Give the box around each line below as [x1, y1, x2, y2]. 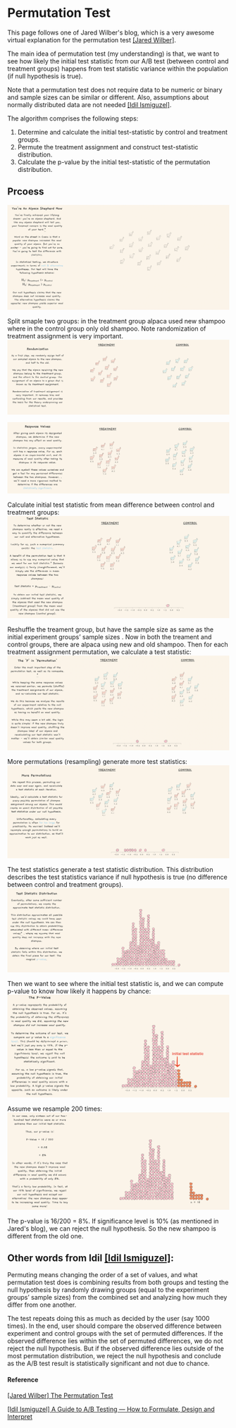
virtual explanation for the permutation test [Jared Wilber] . [7, 35, 176, 44]
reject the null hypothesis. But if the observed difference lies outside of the [7, 1344, 224, 1353]
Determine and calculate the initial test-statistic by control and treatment [17, 128, 228, 136]
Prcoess [7, 185, 44, 198]
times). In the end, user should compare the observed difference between [7, 1322, 222, 1330]
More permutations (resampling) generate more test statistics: [7, 757, 188, 765]
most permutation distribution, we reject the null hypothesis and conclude [7, 1352, 222, 1360]
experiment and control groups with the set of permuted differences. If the [7, 1329, 223, 1338]
